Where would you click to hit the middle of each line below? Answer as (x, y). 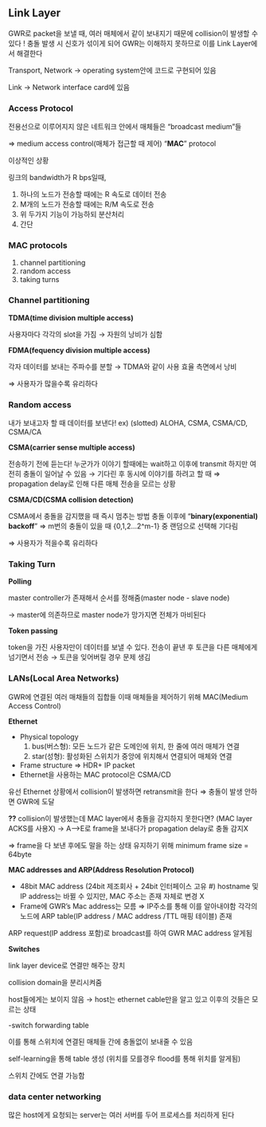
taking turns (39, 280)
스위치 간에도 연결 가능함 (47, 1075)
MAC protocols (38, 245)
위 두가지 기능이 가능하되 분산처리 (72, 214)
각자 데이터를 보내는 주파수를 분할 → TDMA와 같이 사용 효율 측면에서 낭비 (123, 367)
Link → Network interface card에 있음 (69, 87)
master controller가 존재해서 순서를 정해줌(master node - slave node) (119, 598)
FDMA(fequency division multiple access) (79, 350)
